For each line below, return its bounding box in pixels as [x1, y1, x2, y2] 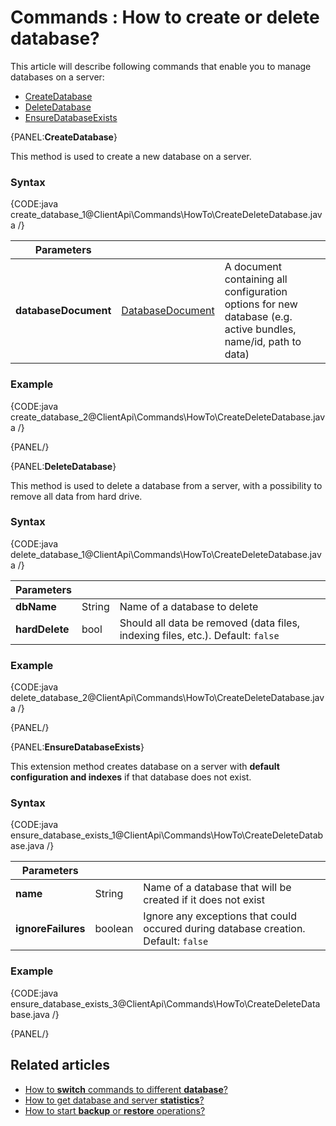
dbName [15, 599, 57, 613]
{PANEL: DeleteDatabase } [10, 460, 117, 472]
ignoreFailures [15, 922, 86, 936]
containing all [224, 272, 288, 286]
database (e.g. [224, 310, 293, 324]
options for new [224, 297, 298, 311]
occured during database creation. [143, 922, 306, 936]
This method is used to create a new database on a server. [10, 150, 252, 162]
